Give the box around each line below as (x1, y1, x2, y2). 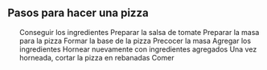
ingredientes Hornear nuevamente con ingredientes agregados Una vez (18, 44, 257, 54)
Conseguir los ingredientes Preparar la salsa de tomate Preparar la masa (18, 27, 260, 37)
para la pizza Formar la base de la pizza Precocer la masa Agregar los (18, 36, 251, 45)
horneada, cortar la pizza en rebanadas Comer (18, 52, 175, 62)
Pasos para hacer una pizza (7, 6, 150, 20)
